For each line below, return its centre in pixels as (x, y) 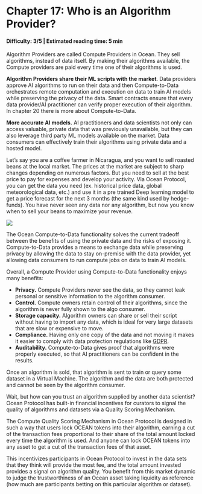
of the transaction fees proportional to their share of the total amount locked (101, 434)
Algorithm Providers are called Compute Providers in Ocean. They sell (93, 54)
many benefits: (25, 278)
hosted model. (24, 149)
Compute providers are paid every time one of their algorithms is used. (94, 67)
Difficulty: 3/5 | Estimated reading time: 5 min (65, 41)
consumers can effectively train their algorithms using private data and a (96, 142)
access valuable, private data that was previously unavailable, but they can (99, 129)
